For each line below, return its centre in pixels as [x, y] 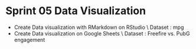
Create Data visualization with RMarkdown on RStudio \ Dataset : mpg [99, 27]
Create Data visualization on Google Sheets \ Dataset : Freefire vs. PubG [102, 33]
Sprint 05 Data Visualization [76, 11]
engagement [30, 40]
